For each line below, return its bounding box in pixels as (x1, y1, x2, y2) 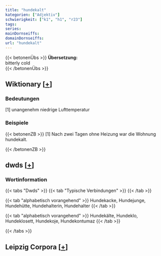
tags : (5, 21, 17, 27)
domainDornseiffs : (5, 36, 44, 41)
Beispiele (5, 119, 29, 126)
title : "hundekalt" (5, 7, 47, 13)
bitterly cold (5, 59, 30, 66)
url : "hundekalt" (5, 41, 42, 46)
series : (5, 26, 22, 31)
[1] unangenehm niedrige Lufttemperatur (5, 107, 90, 113)
